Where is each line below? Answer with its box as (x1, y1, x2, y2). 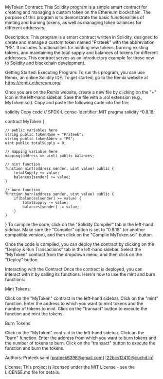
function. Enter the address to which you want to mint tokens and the (5, 301, 144, 306)
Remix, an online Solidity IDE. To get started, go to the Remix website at (5, 75, 148, 80)
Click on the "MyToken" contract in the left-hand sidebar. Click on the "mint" (5, 295, 158, 301)
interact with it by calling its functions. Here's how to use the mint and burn (5, 271, 156, 277)
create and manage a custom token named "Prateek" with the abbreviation (5, 39, 155, 45)
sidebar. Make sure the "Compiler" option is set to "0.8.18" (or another (5, 227, 145, 233)
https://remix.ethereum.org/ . (5, 80, 62, 86)
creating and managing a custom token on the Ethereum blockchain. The (5, 9, 151, 15)
